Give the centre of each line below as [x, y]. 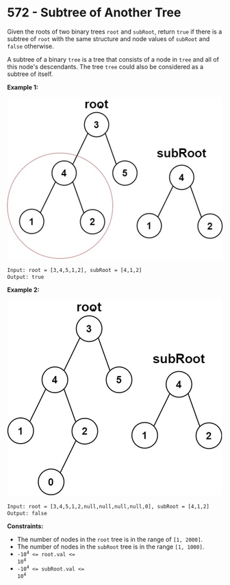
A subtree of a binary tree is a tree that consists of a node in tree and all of [113, 59]
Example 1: [23, 87]
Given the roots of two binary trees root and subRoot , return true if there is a [115, 32]
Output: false [27, 513]
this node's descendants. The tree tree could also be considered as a [105, 66]
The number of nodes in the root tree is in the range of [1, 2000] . [110, 539]
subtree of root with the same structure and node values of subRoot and [108, 38]
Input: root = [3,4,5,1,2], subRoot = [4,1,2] [75, 270]
